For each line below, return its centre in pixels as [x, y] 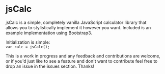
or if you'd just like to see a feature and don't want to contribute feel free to [82, 61]
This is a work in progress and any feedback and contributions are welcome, [83, 56]
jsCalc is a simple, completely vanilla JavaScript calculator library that [76, 22]
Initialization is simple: [28, 42]
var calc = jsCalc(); [28, 47]
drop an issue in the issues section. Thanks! [50, 66]
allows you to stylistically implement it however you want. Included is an [78, 27]
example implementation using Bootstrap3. [49, 33]
